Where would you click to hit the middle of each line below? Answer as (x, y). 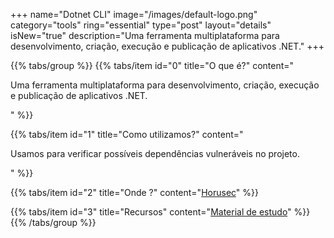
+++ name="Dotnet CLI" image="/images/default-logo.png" (134, 14)
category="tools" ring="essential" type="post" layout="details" (141, 25)
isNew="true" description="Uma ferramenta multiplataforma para (145, 35)
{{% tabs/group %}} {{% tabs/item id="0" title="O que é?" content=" (152, 65)
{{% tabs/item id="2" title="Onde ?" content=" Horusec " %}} (134, 192)
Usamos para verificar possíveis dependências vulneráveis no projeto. (155, 153)
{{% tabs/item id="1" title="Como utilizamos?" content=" (127, 134)
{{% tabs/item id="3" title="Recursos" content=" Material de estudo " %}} (160, 212)
